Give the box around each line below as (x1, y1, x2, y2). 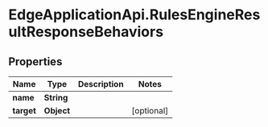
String (43, 92, 68, 103)
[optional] (131, 105, 169, 116)
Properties (8, 55, 63, 68)
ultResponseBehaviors (8, 23, 163, 41)
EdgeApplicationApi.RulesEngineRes (8, 6, 261, 24)
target (12, 105, 36, 116)
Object (43, 105, 71, 116)
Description (77, 79, 124, 89)
